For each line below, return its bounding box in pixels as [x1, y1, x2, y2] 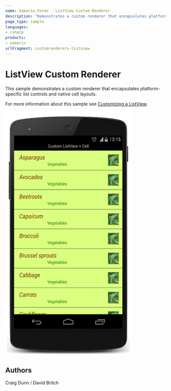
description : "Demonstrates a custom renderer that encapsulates [5, 13, 147, 19]
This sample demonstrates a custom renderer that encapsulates [5, 85, 139, 91]
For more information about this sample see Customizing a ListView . [5, 101, 148, 107]
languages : [5, 25, 28, 30]
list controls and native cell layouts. [23, 91, 97, 97]
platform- [140, 85, 160, 91]
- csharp [5, 30, 24, 35]
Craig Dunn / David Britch [5, 379, 59, 385]
